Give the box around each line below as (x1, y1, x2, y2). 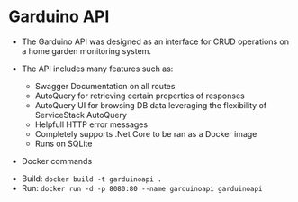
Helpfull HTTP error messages (34, 119, 149, 130)
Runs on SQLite (34, 138, 93, 149)
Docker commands (21, 155, 93, 166)
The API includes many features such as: (21, 63, 174, 74)
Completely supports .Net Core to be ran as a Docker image (34, 128, 257, 139)
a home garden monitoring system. (21, 45, 152, 56)
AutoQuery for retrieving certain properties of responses (34, 90, 245, 101)
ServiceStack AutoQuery (34, 109, 128, 120)
